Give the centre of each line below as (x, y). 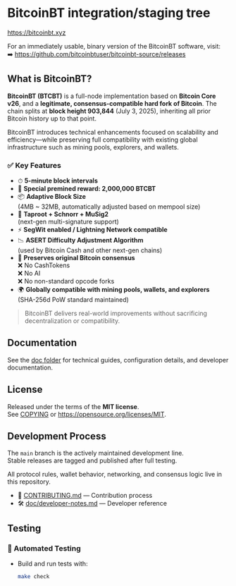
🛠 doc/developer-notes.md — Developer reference (92, 503)
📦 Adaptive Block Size (52, 197)
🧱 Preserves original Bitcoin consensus (76, 258)
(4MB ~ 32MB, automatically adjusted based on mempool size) (109, 207)
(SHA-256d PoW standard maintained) (73, 300)
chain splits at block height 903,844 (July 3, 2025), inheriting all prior (109, 111)
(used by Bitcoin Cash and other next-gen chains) (90, 250)
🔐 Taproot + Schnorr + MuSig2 (63, 214)
